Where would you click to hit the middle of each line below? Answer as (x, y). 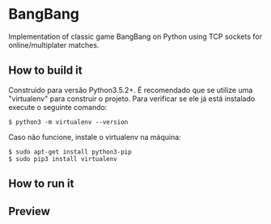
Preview (30, 211)
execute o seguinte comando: (58, 107)
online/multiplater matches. (54, 44)
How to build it (45, 71)
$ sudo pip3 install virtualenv (63, 158)
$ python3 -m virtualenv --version (68, 122)
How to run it (41, 184)
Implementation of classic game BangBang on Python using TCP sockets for (135, 36)
